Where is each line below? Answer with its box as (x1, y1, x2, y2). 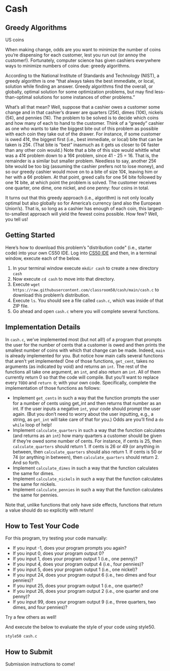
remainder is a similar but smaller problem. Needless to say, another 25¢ (5, 158, 157, 164)
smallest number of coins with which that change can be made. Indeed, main (5, 347, 165, 353)
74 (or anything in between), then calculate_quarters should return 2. (12, 454, 159, 460)
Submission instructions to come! (5, 661, 75, 667)
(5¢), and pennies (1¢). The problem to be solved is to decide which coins (5, 115, 159, 121)
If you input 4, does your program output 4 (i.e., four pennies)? (12, 561, 144, 567)
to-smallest (5, 211, 29, 217)
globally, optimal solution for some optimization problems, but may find (5, 89, 154, 94)
